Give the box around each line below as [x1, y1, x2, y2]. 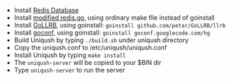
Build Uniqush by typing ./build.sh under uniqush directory [13, 36, 189, 44]
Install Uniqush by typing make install [13, 51, 126, 59]
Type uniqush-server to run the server [13, 66, 126, 74]
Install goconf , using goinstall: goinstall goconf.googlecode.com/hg [13, 28, 210, 37]
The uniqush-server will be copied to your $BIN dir [13, 58, 162, 66]
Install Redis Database [13, 6, 79, 14]
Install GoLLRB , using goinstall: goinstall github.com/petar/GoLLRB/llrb [13, 21, 226, 29]
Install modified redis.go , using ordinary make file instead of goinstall [13, 13, 215, 22]
